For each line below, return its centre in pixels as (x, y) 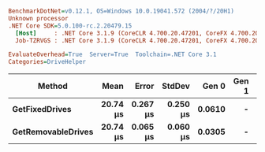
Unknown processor (38, 18)
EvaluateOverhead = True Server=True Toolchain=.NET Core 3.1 (112, 55)
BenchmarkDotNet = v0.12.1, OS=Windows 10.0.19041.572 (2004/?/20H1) (121, 11)
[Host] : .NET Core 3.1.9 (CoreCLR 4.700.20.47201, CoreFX (121, 33)
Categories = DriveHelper (47, 62)
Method (53, 86)
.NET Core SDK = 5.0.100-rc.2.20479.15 (70, 26)
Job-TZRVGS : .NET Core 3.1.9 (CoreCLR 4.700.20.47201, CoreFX (121, 40)
